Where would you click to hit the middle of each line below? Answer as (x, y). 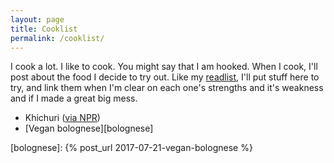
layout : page (37, 19)
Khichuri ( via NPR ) (62, 118)
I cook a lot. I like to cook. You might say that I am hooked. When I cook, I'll (164, 67)
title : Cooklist (44, 29)
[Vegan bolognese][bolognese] (89, 128)
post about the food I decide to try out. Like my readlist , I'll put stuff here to (165, 77)
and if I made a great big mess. (74, 98)
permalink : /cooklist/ (57, 38)
